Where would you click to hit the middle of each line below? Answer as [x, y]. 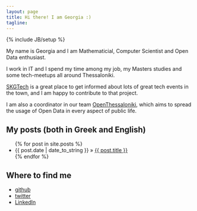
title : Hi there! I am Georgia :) [49, 17]
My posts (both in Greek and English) [76, 129]
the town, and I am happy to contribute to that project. [72, 93]
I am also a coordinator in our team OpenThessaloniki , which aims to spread [99, 105]
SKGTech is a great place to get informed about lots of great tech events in [97, 87]
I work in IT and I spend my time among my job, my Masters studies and [94, 69]
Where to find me [39, 175]
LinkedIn [25, 202]
